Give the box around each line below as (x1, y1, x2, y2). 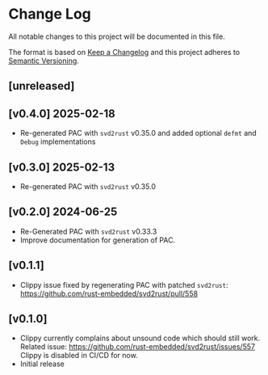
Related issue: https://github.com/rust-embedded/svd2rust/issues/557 (19, 342, 256, 352)
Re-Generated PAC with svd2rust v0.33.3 (19, 226, 157, 236)
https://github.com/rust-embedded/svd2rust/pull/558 (19, 289, 199, 298)
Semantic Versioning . (8, 56, 79, 65)
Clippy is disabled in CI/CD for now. (19, 351, 139, 360)
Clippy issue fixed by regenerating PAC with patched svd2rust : (19, 280, 228, 289)
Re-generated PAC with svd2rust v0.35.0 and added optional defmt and (19, 129, 257, 138)
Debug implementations (19, 137, 96, 146)
